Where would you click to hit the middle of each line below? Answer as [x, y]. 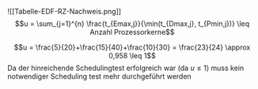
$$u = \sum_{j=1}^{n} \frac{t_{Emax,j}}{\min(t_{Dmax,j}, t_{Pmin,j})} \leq [132, 24]
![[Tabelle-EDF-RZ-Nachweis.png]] [64, 11]
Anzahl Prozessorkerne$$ [132, 32]
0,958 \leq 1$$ [132, 56]
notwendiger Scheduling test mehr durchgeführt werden [99, 76]
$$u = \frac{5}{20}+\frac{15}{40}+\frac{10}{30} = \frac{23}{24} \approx [132, 47]
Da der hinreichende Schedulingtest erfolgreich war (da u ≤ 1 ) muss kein [126, 68]
